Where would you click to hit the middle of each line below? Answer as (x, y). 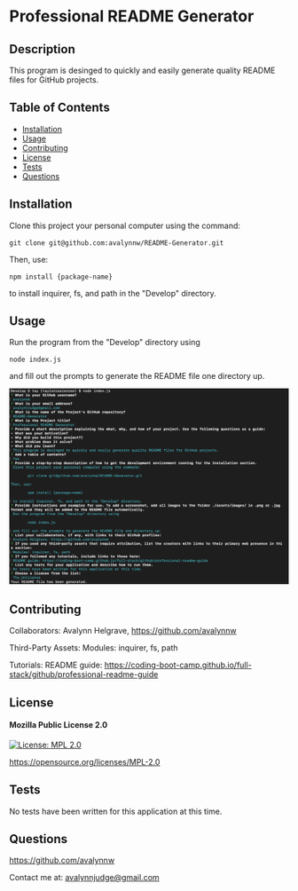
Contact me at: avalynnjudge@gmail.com (84, 878)
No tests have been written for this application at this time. (116, 811)
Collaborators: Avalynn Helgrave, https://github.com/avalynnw (123, 631)
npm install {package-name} (61, 277)
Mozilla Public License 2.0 (59, 725)
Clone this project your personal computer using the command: (125, 225)
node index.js (35, 360)
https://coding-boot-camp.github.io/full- (178, 665)
